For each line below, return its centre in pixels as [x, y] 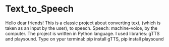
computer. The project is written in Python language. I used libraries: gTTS [82, 33]
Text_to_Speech [40, 9]
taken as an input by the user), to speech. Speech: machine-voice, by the [81, 28]
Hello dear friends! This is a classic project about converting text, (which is [83, 23]
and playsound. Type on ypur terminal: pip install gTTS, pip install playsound [84, 39]
